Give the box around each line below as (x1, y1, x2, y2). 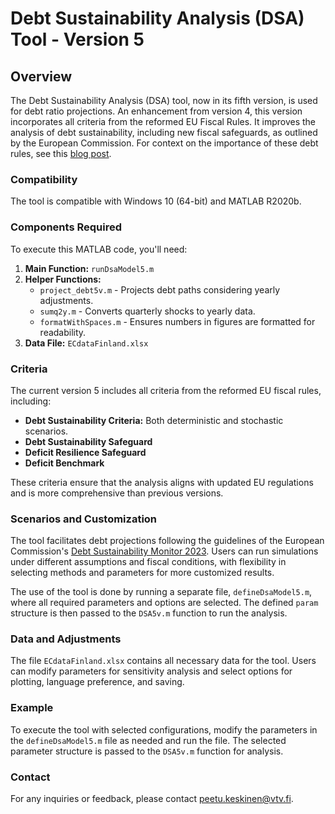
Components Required (10, 220, 122, 234)
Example (10, 701, 54, 715)
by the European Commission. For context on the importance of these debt (10, 137, 319, 149)
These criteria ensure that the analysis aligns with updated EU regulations (10, 476, 314, 488)
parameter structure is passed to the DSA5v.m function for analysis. (10, 745, 284, 757)
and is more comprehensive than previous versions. (10, 487, 224, 499)
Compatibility (10, 172, 78, 186)
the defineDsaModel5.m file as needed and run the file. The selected (10, 734, 287, 746)
